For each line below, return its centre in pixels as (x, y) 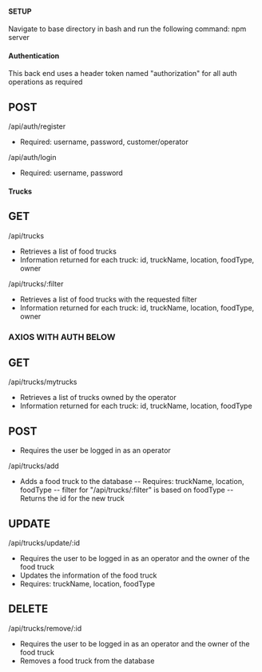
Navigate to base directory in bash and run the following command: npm (127, 29)
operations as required (46, 82)
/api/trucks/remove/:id (45, 628)
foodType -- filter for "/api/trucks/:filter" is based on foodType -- (127, 490)
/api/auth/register (37, 126)
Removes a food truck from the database (87, 661)
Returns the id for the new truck (72, 498)
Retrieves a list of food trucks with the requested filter (108, 299)
